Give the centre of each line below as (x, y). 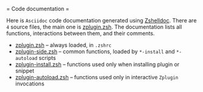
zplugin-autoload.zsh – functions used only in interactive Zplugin (97, 77)
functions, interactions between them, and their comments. (81, 33)
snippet (25, 71)
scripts (47, 58)
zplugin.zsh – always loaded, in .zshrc (63, 45)
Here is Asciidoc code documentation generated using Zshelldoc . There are (101, 20)
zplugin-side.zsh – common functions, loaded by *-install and (95, 51)
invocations (30, 84)
